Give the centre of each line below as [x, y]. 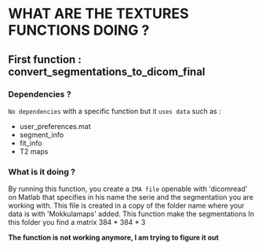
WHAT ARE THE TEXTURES [99, 14]
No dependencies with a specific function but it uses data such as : [115, 111]
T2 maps [34, 151]
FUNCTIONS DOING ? [79, 30]
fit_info [31, 143]
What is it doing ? [42, 171]
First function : [45, 59]
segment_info [42, 134]
